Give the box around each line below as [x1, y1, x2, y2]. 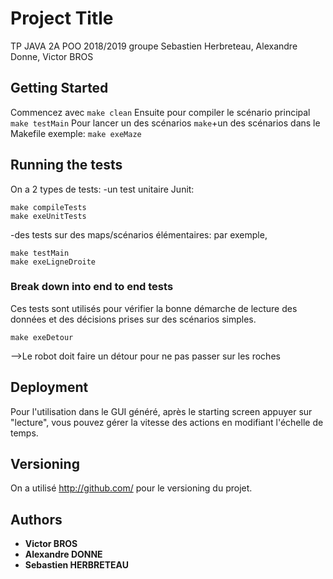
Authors [10, 511, 63, 528]
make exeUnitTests [10, 211, 87, 221]
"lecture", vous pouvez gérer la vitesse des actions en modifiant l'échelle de [10, 416, 324, 428]
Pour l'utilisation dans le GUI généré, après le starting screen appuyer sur [10, 405, 313, 417]
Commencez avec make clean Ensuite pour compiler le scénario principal [10, 106, 311, 118]
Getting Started [10, 80, 109, 97]
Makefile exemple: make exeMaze [10, 127, 142, 139]
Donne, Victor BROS [10, 50, 94, 62]
